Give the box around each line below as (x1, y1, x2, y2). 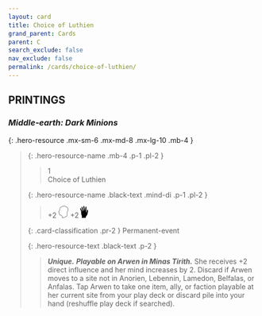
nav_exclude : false (8, 55, 73, 63)
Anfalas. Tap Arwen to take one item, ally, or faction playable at (47, 282, 254, 291)
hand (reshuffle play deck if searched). (47, 299, 175, 308)
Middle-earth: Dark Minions (8, 118, 118, 129)
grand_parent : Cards (8, 29, 77, 37)
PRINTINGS (8, 94, 66, 107)
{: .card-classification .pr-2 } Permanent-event (27, 225, 180, 235)
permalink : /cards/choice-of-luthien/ (8, 64, 137, 71)
